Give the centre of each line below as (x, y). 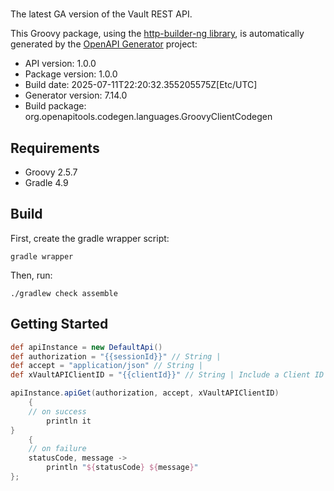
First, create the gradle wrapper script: (90, 238)
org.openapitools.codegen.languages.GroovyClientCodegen (148, 117)
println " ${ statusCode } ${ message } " (122, 468)
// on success (57, 411)
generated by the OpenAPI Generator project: (104, 44)
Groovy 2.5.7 (51, 172)
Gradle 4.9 (46, 182)
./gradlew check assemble (64, 293)
